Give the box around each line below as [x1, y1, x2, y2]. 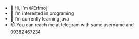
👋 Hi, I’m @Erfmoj [10, 5, 48, 11]
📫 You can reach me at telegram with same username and [10, 22, 134, 28]
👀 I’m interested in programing [10, 10, 74, 16]
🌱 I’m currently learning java [10, 16, 69, 22]
